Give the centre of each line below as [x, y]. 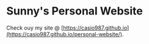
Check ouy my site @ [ [35, 28]
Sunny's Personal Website [75, 11]
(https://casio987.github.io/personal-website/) [64, 34]
